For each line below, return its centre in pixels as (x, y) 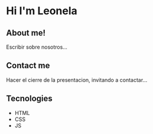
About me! (26, 33)
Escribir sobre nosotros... (37, 47)
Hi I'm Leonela (42, 11)
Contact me (28, 66)
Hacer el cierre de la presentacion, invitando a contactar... (77, 80)
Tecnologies (29, 99)
